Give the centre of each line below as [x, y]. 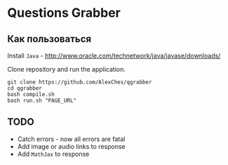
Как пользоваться [49, 39]
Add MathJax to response [53, 154]
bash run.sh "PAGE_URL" [42, 100]
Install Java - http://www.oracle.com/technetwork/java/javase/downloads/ [114, 55]
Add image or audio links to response [71, 146]
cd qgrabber [25, 88]
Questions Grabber [64, 13]
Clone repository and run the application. [67, 69]
